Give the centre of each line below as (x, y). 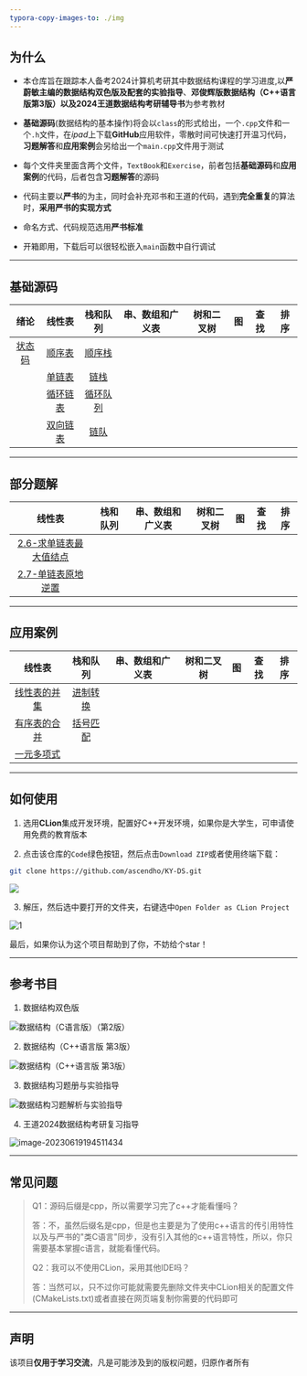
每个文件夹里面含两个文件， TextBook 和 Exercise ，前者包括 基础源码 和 (152, 165)
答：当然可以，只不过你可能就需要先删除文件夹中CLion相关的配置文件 (163, 1287)
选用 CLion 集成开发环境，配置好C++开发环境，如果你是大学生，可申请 (154, 823)
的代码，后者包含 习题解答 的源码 (99, 177)
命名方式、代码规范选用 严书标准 (83, 227)
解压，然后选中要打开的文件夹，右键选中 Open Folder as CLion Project (156, 907)
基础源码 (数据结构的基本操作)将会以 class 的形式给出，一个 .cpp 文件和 (152, 123)
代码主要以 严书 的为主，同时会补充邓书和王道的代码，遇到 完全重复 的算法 (159, 197)
